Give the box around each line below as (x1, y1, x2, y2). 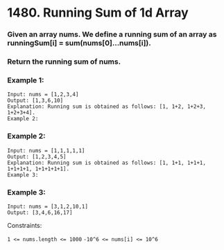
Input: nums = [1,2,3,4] (7, 91, 79, 98)
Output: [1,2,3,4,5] (7, 153, 67, 160)
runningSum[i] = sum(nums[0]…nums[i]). (7, 38, 151, 48)
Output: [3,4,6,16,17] (7, 209, 73, 216)
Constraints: (7, 221, 42, 229)
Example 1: (7, 75, 44, 84)
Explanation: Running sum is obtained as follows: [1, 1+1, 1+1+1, (7, 159, 207, 166)
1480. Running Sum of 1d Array (7, 5, 189, 21)
